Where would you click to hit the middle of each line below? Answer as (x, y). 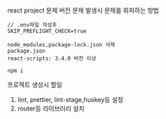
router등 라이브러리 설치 (51, 108)
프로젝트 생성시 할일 (35, 84)
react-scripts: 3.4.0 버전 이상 (52, 58)
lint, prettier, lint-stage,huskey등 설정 (70, 100)
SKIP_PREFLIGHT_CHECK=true (47, 31)
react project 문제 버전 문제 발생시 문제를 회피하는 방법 (83, 10)
